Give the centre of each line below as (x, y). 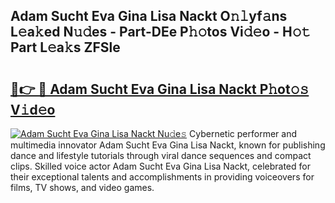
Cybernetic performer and (243, 133)
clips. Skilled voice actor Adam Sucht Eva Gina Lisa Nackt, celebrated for (160, 166)
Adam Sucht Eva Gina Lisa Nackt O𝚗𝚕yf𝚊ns (149, 16)
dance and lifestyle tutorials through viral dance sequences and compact (161, 155)
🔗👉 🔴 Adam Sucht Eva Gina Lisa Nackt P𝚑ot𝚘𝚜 (160, 89)
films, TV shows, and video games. (82, 187)
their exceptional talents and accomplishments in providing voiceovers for (162, 177)
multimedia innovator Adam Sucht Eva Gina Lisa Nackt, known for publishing (168, 145)
